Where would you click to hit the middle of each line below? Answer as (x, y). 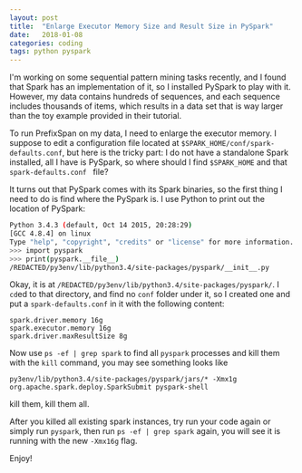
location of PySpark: (48, 208)
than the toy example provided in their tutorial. (96, 116)
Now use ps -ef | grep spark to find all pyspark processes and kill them (145, 353)
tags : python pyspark (50, 52)
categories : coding (46, 43)
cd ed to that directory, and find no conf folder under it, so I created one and (150, 294)
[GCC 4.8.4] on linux (50, 234)
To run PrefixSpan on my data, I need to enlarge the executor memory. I (143, 133)
